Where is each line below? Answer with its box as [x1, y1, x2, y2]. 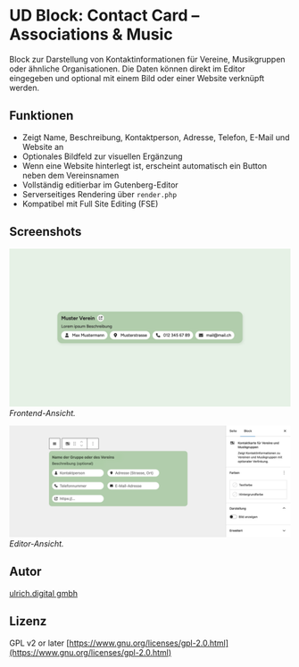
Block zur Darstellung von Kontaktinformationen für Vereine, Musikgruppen [9, 54, 286, 64]
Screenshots [9, 224, 82, 239]
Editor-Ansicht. [9, 538, 64, 549]
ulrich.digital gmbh [9, 588, 79, 598]
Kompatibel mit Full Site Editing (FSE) [21, 198, 159, 209]
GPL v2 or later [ [9, 638, 70, 648]
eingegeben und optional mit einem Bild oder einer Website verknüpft [9, 72, 265, 83]
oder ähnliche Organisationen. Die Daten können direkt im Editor [9, 63, 245, 74]
